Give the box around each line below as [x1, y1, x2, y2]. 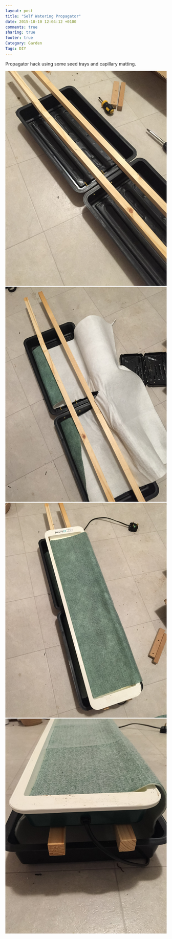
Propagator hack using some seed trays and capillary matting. [5, 60, 137, 67]
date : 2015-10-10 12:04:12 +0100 [5, 19, 77, 24]
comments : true [5, 25, 38, 30]
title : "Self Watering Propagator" [5, 13, 81, 19]
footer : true [5, 35, 33, 40]
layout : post [5, 8, 33, 13]
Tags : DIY [5, 46, 27, 51]
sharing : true [5, 30, 36, 35]
